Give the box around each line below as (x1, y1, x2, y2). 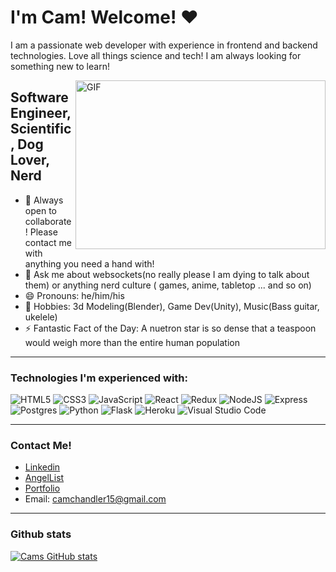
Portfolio (24, 482, 61, 495)
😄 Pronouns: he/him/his (24, 289, 125, 301)
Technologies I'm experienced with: (10, 371, 189, 385)
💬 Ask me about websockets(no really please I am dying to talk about (24, 268, 310, 280)
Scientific (10, 121, 72, 138)
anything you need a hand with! (24, 257, 155, 270)
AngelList (24, 472, 65, 484)
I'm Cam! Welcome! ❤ (10, 6, 199, 29)
